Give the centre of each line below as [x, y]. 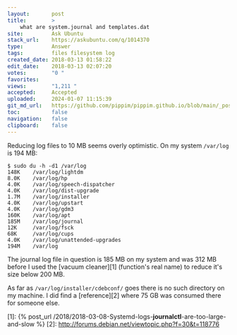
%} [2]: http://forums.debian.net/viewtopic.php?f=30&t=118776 [128, 324]
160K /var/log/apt [39, 215]
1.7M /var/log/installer [49, 197]
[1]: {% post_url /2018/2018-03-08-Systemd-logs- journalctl [95, 316]
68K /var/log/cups [41, 233]
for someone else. [34, 303]
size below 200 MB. [36, 274]
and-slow [21, 324]
